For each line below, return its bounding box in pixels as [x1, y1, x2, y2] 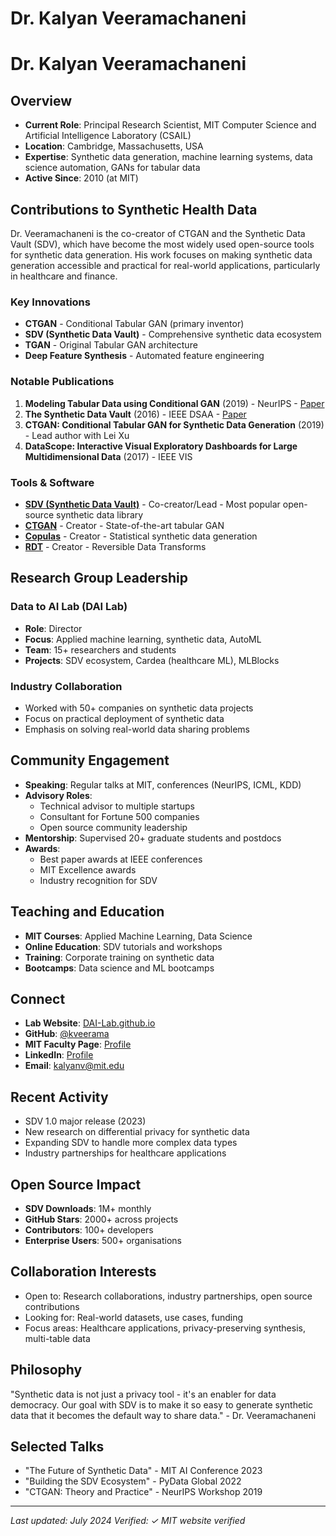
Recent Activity [10, 1088, 109, 1106]
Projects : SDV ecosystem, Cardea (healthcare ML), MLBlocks [24, 654, 280, 666]
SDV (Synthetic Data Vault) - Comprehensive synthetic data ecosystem [24, 328, 322, 341]
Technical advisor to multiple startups [39, 800, 195, 812]
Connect [10, 990, 66, 1007]
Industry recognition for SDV [39, 874, 158, 886]
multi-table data [24, 1332, 91, 1344]
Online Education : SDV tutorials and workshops [24, 940, 223, 952]
